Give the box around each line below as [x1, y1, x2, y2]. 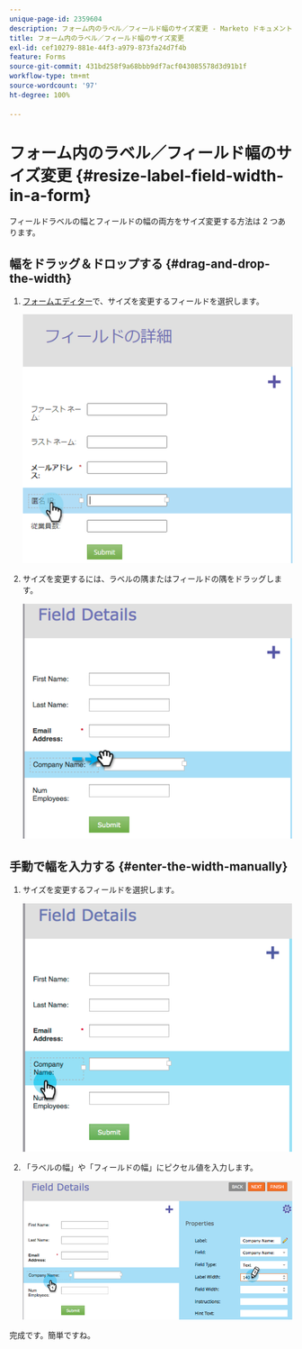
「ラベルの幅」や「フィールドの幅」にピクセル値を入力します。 [22, 1162, 259, 1173]
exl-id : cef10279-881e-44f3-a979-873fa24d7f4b [9, 43, 187, 52]
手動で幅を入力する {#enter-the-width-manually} [9, 859, 289, 874]
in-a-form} [9, 185, 92, 205]
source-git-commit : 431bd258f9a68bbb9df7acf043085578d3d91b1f [9, 62, 247, 71]
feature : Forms [9, 52, 67, 62]
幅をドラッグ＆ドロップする [9, 256, 164, 271]
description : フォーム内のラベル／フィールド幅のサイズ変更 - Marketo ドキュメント [9, 23, 293, 33]
